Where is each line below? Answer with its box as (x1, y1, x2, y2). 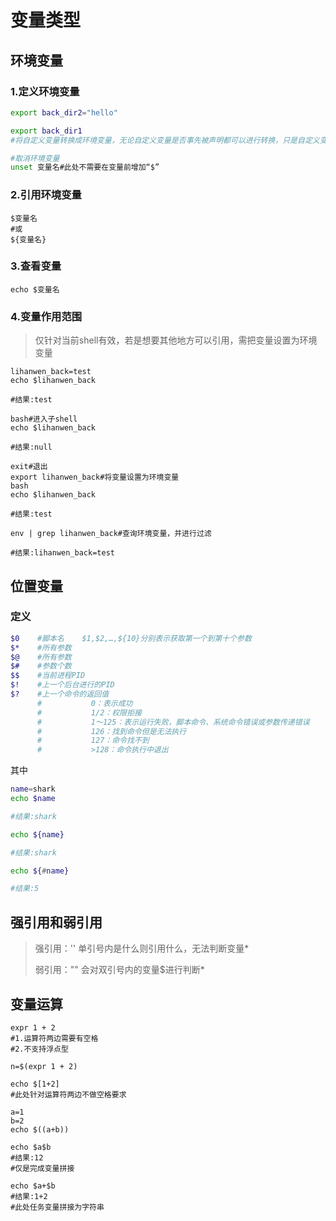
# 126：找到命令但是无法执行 (36, 726, 187, 736)
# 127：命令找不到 (36, 736, 150, 746)
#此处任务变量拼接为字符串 (10, 1202, 105, 1212)
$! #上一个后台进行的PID (10, 680, 115, 690)
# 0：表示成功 (36, 698, 133, 708)
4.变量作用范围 (10, 309, 83, 323)
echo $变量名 (10, 284, 60, 295)
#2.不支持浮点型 (10, 1044, 69, 1054)
